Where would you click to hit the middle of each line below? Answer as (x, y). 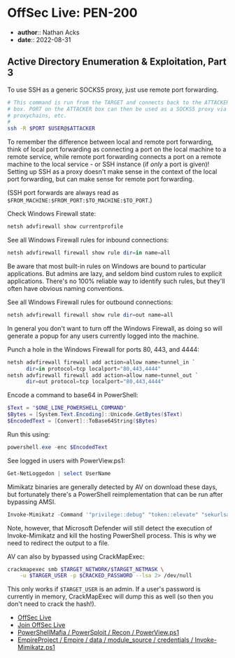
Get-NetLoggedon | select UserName (59, 473)
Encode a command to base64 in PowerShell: (73, 395)
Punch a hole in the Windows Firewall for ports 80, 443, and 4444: (103, 349)
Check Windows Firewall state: (52, 214)
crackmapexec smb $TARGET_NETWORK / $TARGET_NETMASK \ (86, 569)
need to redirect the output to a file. (58, 543)
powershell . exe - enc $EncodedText (58, 447)
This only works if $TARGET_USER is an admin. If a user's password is (104, 589)
